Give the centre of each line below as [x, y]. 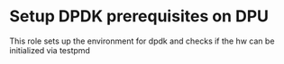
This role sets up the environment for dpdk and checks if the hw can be [142, 41]
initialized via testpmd [50, 50]
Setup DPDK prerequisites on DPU [139, 16]
